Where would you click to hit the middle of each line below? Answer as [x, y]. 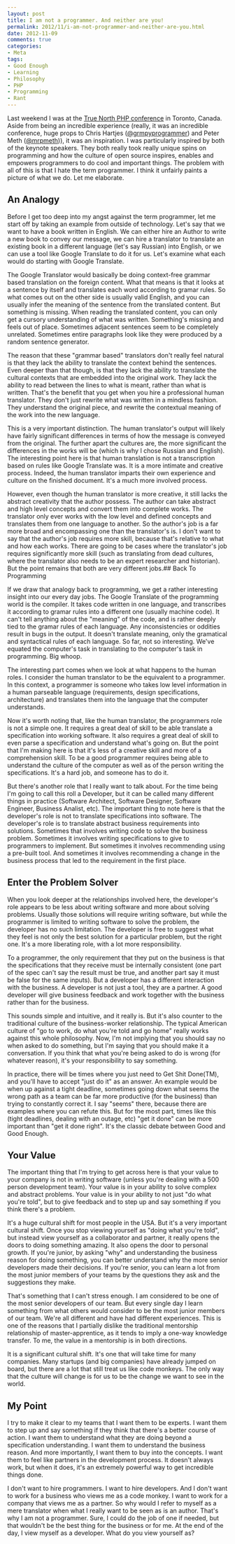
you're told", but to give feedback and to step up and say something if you [114, 1202]
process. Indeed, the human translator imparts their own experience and [112, 472]
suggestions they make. [42, 1282]
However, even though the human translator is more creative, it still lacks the [117, 493]
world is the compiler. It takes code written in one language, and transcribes [117, 604]
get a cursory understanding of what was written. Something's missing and [115, 319]
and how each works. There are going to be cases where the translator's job [117, 546]
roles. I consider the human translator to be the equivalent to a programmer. [116, 677]
